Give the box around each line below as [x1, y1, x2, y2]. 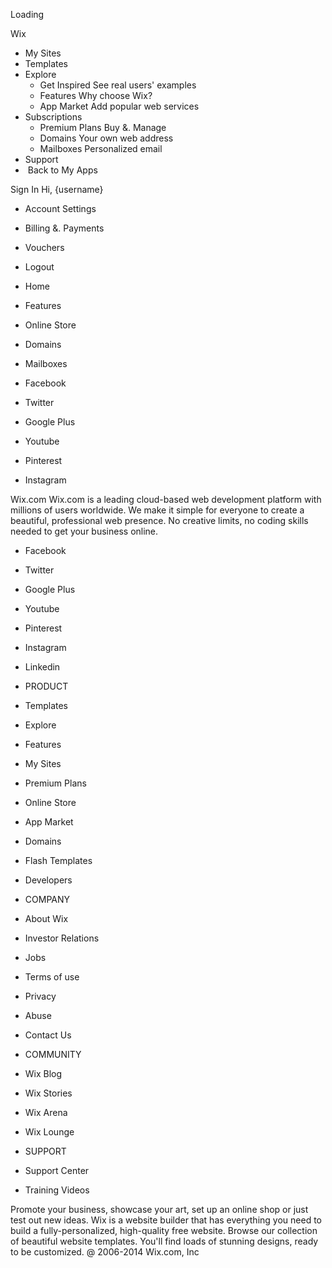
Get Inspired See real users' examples [39, 79, 197, 91]
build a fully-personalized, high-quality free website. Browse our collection [10, 1225, 318, 1236]
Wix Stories [24, 1087, 73, 1099]
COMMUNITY [24, 1049, 82, 1060]
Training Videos [24, 1184, 90, 1196]
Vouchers [24, 242, 65, 253]
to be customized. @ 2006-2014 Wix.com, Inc [10, 1246, 200, 1258]
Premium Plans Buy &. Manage [39, 122, 167, 133]
